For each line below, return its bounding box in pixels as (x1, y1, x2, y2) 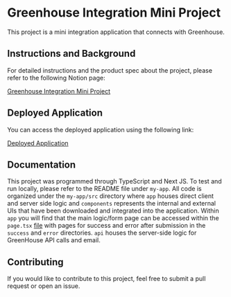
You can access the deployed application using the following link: (7, 125, 194, 134)
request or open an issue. (7, 282, 80, 290)
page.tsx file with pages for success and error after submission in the (7, 222, 206, 230)
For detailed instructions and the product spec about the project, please (7, 66, 213, 74)
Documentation (7, 159, 76, 170)
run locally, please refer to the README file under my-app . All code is (7, 185, 203, 193)
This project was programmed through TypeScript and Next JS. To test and (7, 177, 222, 186)
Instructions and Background (7, 48, 136, 60)
